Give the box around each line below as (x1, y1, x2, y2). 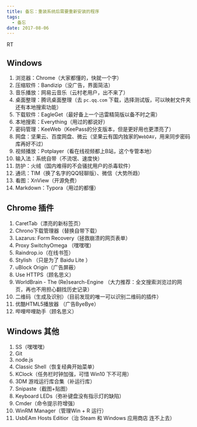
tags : (6, 14, 20, 20)
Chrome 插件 (6, 203, 55, 213)
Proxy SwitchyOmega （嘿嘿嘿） (15, 242, 95, 249)
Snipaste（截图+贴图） (15, 385, 71, 392)
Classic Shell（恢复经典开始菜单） (15, 363, 98, 370)
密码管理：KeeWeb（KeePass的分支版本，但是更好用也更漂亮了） (15, 126, 175, 133)
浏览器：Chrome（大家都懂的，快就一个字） (15, 74, 123, 82)
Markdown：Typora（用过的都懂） (15, 184, 99, 191)
